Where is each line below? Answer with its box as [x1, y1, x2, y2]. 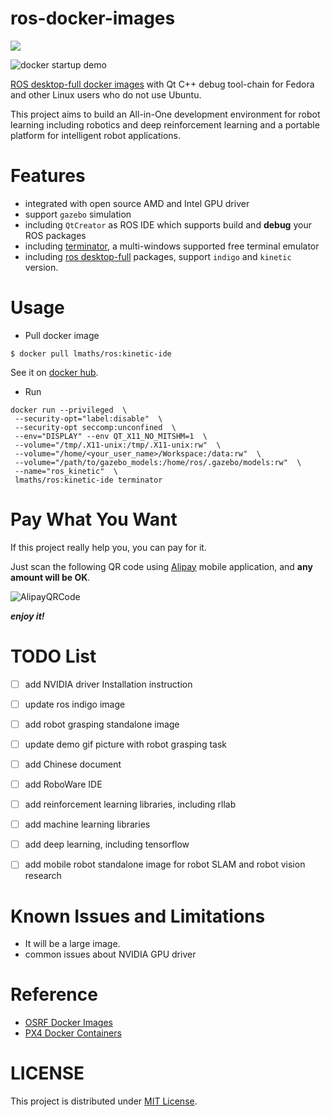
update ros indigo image [24, 698, 126, 710]
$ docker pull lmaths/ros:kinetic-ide [10, 348, 172, 359]
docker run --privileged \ [10, 405, 128, 415]
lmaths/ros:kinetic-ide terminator [14, 475, 163, 485]
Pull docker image [24, 329, 100, 341]
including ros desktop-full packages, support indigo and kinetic [24, 250, 292, 262]
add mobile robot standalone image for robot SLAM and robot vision [24, 858, 306, 871]
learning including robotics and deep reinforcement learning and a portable [10, 118, 320, 131]
